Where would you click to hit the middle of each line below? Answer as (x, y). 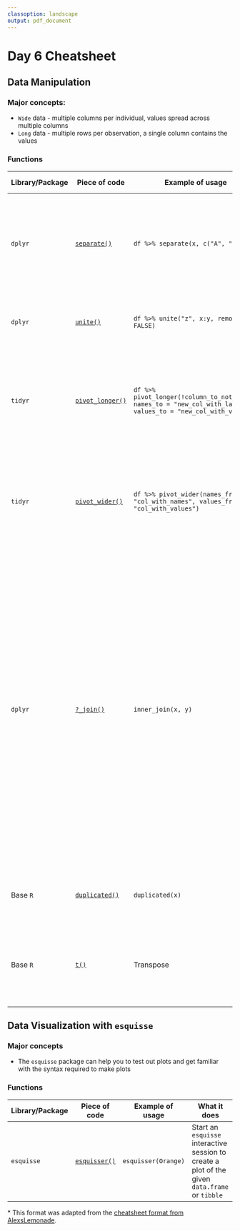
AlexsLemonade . (32, 1220)
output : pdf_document (40, 21)
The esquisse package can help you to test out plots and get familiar (118, 1062)
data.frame (210, 1187)
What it (210, 1106)
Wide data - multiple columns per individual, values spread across (114, 118)
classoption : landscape (43, 14)
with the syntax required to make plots (74, 1069)
